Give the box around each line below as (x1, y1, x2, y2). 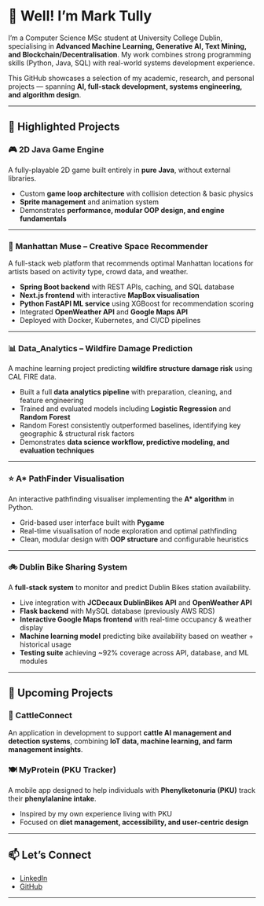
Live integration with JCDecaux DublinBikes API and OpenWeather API (19, 597, 253, 607)
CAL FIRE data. (8, 372, 57, 382)
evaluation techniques (19, 446, 94, 455)
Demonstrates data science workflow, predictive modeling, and (19, 438, 229, 447)
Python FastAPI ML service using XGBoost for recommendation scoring (19, 299, 254, 308)
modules (19, 656, 49, 666)
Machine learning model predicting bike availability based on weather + (19, 631, 254, 640)
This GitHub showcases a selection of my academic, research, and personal (8, 73, 255, 83)
